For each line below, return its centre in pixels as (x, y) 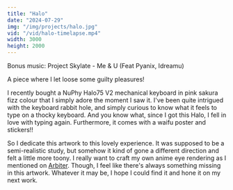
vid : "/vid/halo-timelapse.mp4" (54, 33)
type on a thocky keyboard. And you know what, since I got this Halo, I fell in (117, 115)
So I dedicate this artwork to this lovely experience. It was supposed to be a (116, 143)
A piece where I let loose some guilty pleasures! (76, 79)
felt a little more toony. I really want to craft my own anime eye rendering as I (117, 158)
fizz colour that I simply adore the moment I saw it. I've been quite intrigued (115, 100)
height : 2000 (26, 46)
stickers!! (20, 130)
